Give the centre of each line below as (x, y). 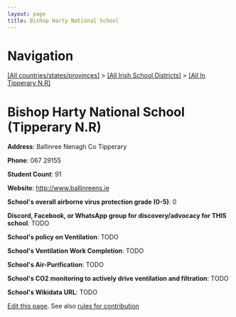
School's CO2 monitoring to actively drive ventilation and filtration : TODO (118, 279)
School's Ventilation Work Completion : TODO (76, 251)
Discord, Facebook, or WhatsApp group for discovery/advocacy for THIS (117, 216)
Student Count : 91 (34, 175)
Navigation (40, 56)
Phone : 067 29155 (34, 160)
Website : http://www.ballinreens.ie (59, 188)
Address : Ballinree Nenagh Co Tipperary (67, 147)
